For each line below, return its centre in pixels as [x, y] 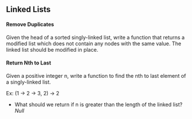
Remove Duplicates [30, 24]
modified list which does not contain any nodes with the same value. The [94, 44]
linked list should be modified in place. [52, 49]
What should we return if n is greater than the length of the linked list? [98, 104]
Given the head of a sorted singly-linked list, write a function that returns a [95, 37]
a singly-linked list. [29, 82]
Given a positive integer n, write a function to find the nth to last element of [96, 75]
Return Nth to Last [29, 63]
